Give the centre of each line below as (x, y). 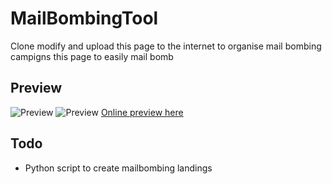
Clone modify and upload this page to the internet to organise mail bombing (166, 46)
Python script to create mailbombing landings (118, 168)
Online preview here (142, 112)
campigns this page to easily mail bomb (92, 56)
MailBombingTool (84, 18)
